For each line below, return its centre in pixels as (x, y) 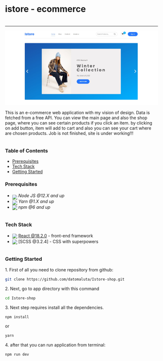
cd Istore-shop (20, 298)
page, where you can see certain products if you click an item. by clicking (79, 123)
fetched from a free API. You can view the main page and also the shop (76, 118)
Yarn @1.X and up (36, 201)
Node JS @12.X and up (41, 196)
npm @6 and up (34, 207)
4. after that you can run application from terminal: (55, 345)
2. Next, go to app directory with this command (52, 289)
